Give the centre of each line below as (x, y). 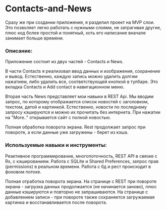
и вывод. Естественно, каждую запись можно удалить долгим (71, 77)
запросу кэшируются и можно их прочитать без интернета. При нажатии (83, 112)
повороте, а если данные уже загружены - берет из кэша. (67, 132)
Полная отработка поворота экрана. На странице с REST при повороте (81, 181)
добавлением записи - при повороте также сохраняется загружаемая (80, 197)
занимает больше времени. (34, 38)
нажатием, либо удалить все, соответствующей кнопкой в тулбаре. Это (82, 82)
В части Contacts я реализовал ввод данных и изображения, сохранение (83, 71)
